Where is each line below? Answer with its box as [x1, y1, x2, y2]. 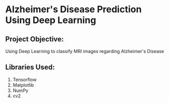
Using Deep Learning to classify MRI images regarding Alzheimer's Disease [5, 48, 164, 54]
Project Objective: [5, 35, 64, 43]
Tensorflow [12, 76, 37, 83]
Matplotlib [12, 82, 34, 88]
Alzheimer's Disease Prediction [5, 4, 142, 15]
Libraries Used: [5, 63, 55, 72]
